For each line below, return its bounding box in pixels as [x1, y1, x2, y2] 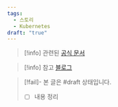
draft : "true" [7, 29, 48, 36]
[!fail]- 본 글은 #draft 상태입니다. [23, 78, 112, 86]
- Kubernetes [13, 23, 51, 29]
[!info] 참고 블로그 [23, 63, 73, 72]
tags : [7, 10, 23, 17]
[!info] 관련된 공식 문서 [23, 49, 85, 57]
